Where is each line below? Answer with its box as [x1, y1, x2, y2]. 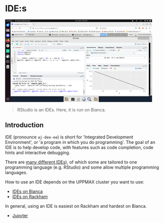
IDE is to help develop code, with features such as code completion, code [5, 144, 154, 150]
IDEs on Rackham [12, 194, 48, 200]
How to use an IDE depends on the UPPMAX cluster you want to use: [5, 179, 144, 185]
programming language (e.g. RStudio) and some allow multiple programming [5, 164, 159, 170]
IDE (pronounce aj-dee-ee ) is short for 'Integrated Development [5, 134, 134, 140]
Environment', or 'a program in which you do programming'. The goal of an [5, 139, 156, 145]
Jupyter [12, 212, 28, 218]
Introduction [5, 121, 44, 130]
